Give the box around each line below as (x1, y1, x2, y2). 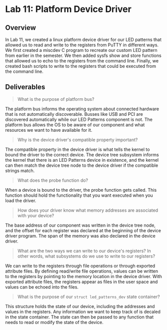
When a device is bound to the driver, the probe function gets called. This (5, 187, 157, 193)
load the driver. (5, 197, 36, 203)
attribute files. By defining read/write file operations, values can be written (5, 268, 158, 274)
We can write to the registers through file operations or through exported (5, 263, 155, 269)
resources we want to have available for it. (5, 127, 92, 133)
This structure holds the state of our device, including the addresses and (5, 303, 155, 309)
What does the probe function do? (17, 177, 88, 183)
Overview (5, 23, 36, 32)
